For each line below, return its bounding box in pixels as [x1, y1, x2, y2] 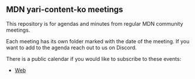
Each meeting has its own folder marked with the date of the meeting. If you [6, 37, 190, 44]
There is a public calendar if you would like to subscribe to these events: [6, 55, 181, 62]
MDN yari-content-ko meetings [6, 5, 123, 15]
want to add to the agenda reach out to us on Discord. [6, 44, 137, 51]
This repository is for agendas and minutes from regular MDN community [6, 20, 183, 27]
